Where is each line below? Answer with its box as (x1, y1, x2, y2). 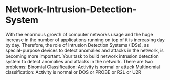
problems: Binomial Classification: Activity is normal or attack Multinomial (5, 64, 160, 70)
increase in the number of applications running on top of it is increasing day (5, 37, 165, 43)
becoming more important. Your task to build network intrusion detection (5, 52, 159, 59)
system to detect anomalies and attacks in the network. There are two (5, 58, 153, 64)
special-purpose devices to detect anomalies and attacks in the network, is (5, 47, 164, 54)
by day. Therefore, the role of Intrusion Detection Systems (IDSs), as (5, 42, 150, 48)
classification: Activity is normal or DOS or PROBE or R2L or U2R (5, 69, 142, 75)
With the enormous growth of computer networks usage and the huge (5, 31, 153, 37)
